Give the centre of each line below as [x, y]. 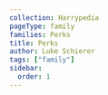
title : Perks [34, 43]
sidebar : [26, 69]
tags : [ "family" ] [42, 60]
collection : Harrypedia [54, 18]
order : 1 [34, 77]
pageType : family [42, 26]
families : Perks [40, 34]
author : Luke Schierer [52, 52]
